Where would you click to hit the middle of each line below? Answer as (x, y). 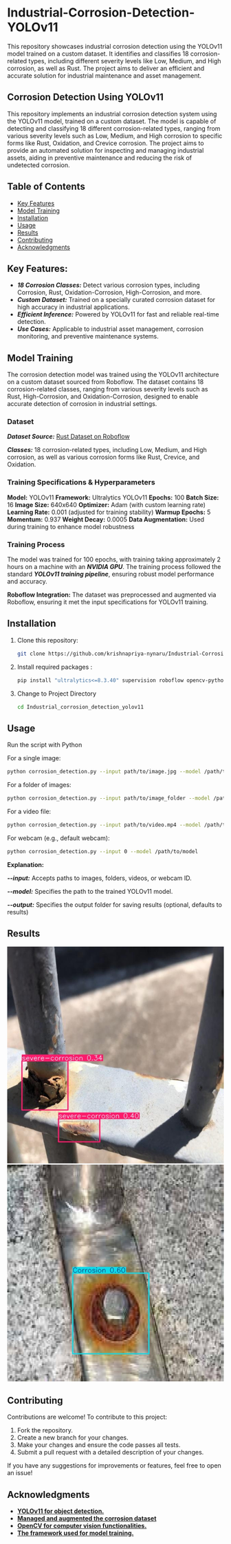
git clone (31, 654)
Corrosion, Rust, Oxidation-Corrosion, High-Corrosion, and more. (109, 292)
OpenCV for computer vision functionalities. (82, 1526)
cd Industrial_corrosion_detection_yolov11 (80, 707)
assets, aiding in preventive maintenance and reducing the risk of (100, 158)
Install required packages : (55, 667)
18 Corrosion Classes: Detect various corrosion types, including (109, 285)
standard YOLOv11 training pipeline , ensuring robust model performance (111, 574)
